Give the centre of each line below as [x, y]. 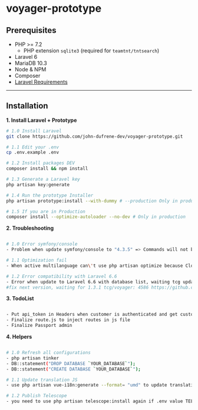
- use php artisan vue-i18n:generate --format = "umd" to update [87, 385]
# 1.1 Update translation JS [42, 380]
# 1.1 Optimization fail [37, 260]
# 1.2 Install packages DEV [41, 163]
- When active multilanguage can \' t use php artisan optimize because [95, 266]
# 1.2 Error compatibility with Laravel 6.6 [62, 276]
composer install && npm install [47, 169]
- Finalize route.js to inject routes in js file [68, 320]
